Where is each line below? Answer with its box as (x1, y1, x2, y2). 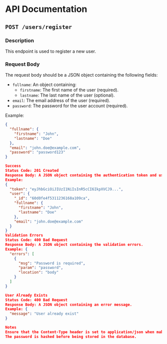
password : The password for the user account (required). (12, 103, 128, 109)
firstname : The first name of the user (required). (19, 87, 119, 93)
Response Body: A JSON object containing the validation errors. (5, 242, 144, 247)
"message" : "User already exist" (9, 311, 79, 317)
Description (5, 37, 34, 44)
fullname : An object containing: (12, 82, 77, 88)
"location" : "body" (18, 270, 59, 275)
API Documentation (5, 3, 87, 15)
